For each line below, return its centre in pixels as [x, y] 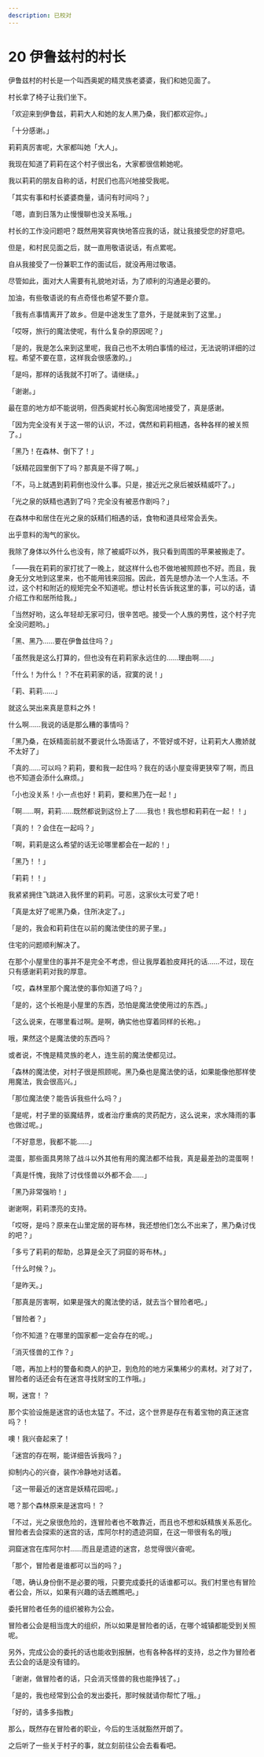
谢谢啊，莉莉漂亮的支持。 [49, 1208]
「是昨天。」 [27, 1285]
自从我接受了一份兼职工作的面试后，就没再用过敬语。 [94, 264]
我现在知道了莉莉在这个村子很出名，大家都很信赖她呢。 [97, 164]
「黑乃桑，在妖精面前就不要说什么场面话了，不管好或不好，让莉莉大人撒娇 [128, 741]
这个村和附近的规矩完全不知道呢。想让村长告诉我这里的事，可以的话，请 [139, 588]
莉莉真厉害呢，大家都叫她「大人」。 [65, 147]
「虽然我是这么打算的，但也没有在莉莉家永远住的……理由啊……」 [113, 657]
